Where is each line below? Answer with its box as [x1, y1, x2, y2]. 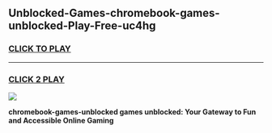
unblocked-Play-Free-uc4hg [8, 19, 156, 33]
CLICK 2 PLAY [8, 73, 65, 85]
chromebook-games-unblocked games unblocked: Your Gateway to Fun [8, 106, 257, 116]
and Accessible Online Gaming [8, 115, 114, 125]
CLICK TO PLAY [8, 44, 71, 55]
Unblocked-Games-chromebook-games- [8, 6, 220, 20]
